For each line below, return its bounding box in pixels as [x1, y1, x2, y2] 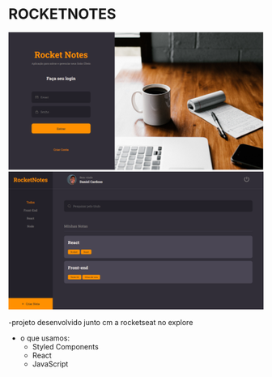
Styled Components [32, 341, 99, 351]
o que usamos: [19, 333, 70, 343]
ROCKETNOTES [8, 5, 117, 24]
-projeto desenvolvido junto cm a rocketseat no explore [8, 317, 193, 327]
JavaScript [32, 358, 69, 369]
